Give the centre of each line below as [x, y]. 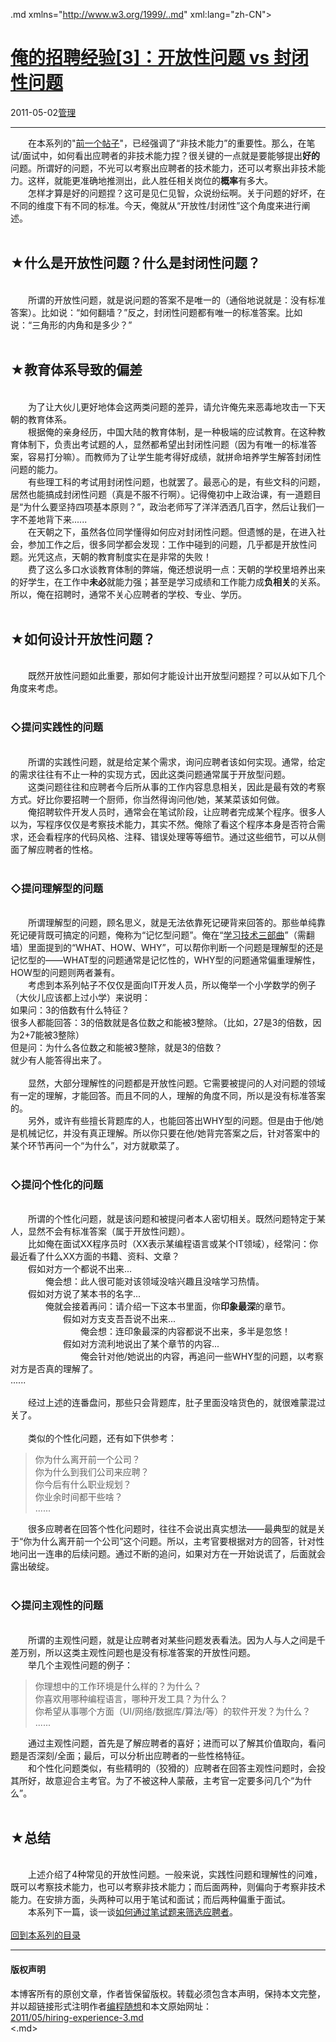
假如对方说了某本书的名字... [84, 1294]
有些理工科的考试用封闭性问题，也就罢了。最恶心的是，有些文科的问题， [176, 481]
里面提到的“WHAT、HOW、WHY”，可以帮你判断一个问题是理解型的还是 [175, 947]
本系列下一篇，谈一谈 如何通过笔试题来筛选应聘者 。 [132, 1912]
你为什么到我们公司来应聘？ [92, 1472]
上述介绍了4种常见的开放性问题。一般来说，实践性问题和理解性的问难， [175, 1875]
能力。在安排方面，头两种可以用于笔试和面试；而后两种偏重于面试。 [150, 1900]
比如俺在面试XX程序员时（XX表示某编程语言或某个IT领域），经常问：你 [172, 1244]
